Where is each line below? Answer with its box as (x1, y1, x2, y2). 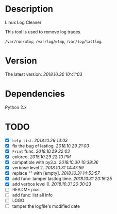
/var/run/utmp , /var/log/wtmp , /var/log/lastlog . (5, 38, 103, 44)
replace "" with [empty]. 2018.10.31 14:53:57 (12, 170, 100, 176)
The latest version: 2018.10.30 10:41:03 (5, 71, 83, 77)
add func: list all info (12, 192, 53, 198)
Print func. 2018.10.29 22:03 (12, 148, 70, 154)
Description (5, 3, 53, 15)
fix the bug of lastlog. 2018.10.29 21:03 (12, 143, 89, 148)
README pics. (12, 187, 41, 193)
